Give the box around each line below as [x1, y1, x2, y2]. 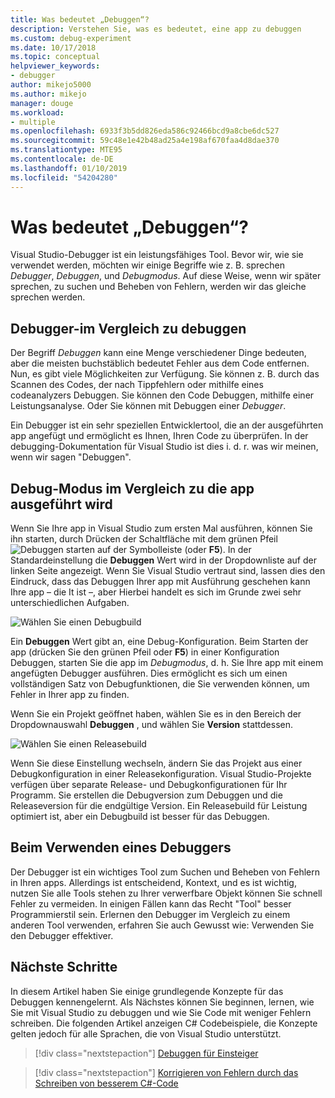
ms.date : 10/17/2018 [10, 42, 97, 53]
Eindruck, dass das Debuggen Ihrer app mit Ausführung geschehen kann [10, 576, 311, 588]
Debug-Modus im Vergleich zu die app [10, 480, 255, 497]
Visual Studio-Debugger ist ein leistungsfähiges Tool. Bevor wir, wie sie [10, 249, 304, 261]
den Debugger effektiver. [10, 929, 114, 941]
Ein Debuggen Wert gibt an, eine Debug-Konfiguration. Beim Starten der [10, 636, 309, 648]
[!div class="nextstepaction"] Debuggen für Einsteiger [34, 1047, 259, 1059]
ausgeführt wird [10, 496, 113, 513]
